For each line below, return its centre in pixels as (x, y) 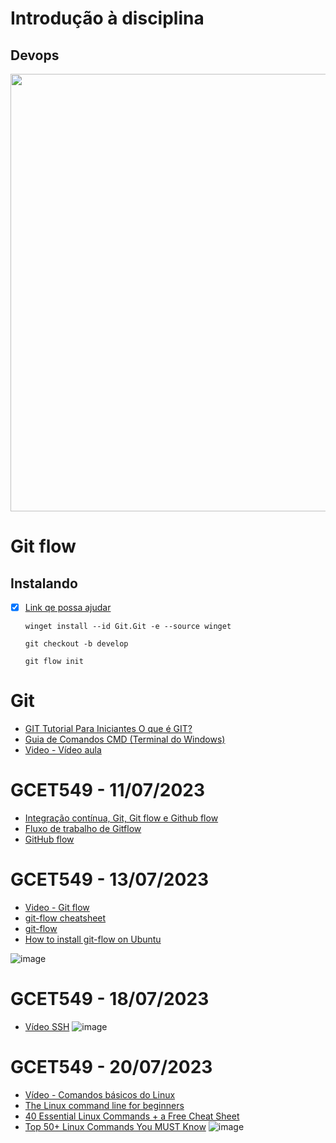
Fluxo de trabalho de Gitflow (83, 828)
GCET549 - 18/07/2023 (110, 999)
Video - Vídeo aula (63, 750)
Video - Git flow (57, 907)
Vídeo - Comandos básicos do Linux (100, 1094)
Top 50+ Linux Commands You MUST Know (115, 1126)
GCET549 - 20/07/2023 (111, 1067)
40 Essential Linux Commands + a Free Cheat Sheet (132, 1116)
